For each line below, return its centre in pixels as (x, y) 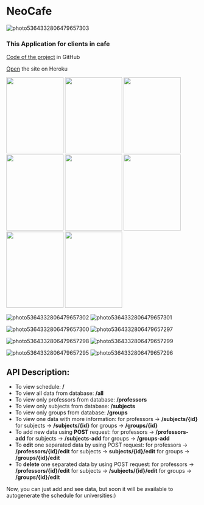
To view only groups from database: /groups (71, 413)
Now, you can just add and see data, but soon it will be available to (90, 489)
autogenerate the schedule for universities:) (61, 496)
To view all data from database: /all (59, 393)
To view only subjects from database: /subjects (75, 406)
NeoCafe (29, 11)
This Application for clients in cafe (58, 44)
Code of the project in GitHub (43, 57)
